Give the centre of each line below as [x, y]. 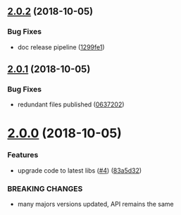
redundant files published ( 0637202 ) [71, 104]
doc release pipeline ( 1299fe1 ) [61, 47]
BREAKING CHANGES [45, 188]
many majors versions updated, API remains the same [95, 204]
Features [23, 155]
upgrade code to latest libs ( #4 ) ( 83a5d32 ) [80, 170]
